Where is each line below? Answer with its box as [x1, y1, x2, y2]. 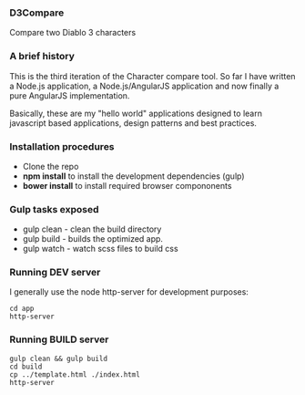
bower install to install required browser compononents [22, 180, 232, 191]
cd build [9, 362, 43, 371]
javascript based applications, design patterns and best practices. [9, 117, 258, 129]
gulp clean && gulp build [9, 354, 107, 363]
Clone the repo [22, 161, 79, 172]
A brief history [9, 50, 76, 63]
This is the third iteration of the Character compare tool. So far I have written [9, 70, 296, 81]
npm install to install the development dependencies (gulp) [22, 171, 245, 182]
